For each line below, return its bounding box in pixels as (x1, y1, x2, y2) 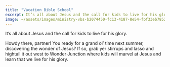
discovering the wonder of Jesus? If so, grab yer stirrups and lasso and (5, 46, 154, 52)
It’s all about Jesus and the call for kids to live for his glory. (5, 31, 127, 37)
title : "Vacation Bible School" (5, 7, 73, 13)
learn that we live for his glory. (5, 56, 68, 62)
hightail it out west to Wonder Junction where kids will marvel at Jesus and (5, 51, 161, 57)
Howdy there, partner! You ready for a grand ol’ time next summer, (5, 40, 144, 46)
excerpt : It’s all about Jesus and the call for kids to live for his (5, 12, 157, 17)
